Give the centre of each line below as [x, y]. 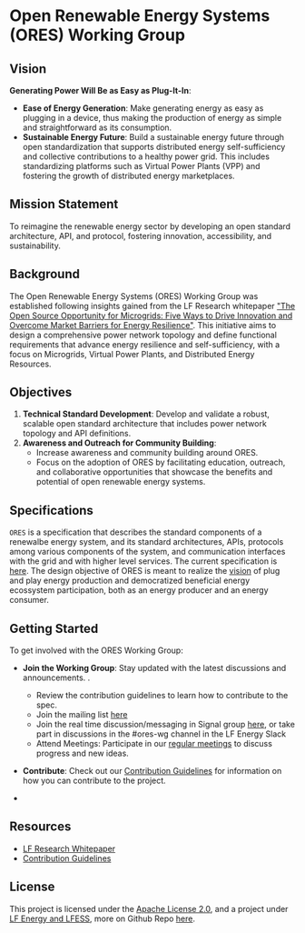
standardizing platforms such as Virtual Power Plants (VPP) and [141, 166]
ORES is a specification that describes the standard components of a [136, 532]
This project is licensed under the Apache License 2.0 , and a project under [149, 908]
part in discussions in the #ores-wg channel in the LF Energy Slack [161, 734]
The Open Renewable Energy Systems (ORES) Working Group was [134, 296]
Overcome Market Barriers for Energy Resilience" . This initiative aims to [143, 325]
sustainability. [35, 246]
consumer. [30, 600]
